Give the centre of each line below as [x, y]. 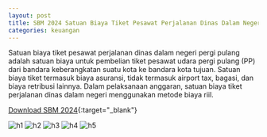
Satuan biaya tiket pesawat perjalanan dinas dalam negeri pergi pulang [124, 53]
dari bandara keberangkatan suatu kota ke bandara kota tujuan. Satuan [124, 70]
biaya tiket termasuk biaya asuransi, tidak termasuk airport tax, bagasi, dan [131, 78]
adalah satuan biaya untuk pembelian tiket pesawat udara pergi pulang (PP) [132, 61]
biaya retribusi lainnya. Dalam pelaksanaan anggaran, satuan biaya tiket [125, 86]
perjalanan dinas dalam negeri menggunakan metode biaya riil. [111, 95]
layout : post [30, 15]
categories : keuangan [44, 30]
